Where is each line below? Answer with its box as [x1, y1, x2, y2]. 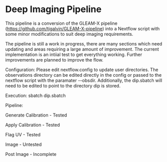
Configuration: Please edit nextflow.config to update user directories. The [5, 67, 158, 73]
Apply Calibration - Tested [5, 122, 60, 128]
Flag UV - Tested [5, 131, 41, 137]
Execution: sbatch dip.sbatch [5, 92, 66, 98]
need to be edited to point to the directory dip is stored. [5, 82, 120, 89]
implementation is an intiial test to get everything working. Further [5, 51, 143, 58]
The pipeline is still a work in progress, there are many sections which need [5, 40, 162, 46]
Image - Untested [5, 141, 42, 147]
